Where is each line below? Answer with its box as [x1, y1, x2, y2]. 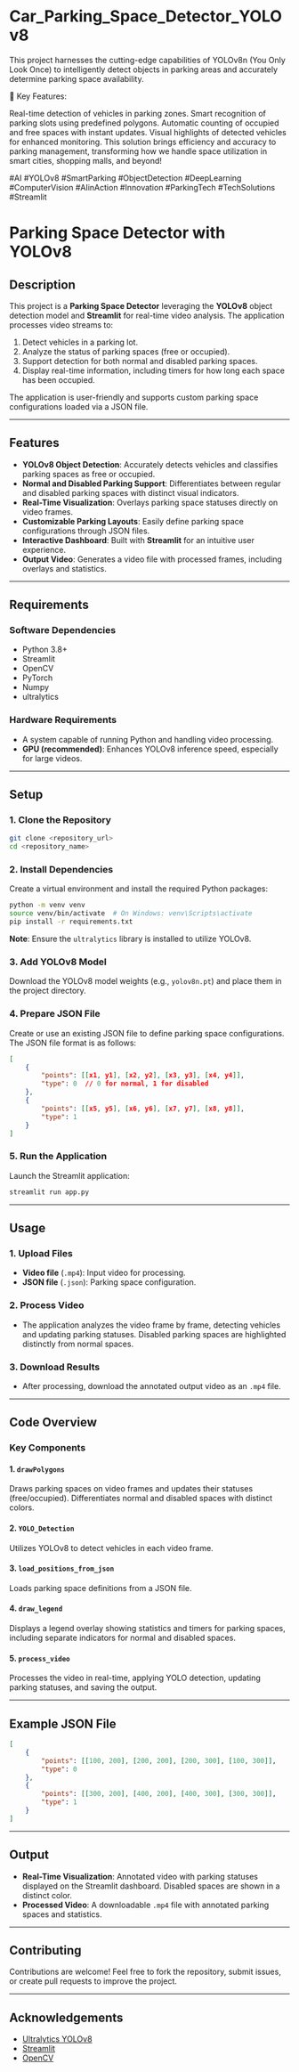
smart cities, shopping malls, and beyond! [9, 155, 163, 166]
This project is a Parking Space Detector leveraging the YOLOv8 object [9, 300, 273, 311]
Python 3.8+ [21, 644, 69, 655]
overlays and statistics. [21, 563, 107, 573]
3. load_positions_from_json [9, 1563, 115, 1573]
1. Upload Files [9, 1247, 73, 1259]
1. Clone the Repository [9, 814, 111, 826]
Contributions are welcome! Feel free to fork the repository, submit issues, [9, 1966, 282, 1978]
